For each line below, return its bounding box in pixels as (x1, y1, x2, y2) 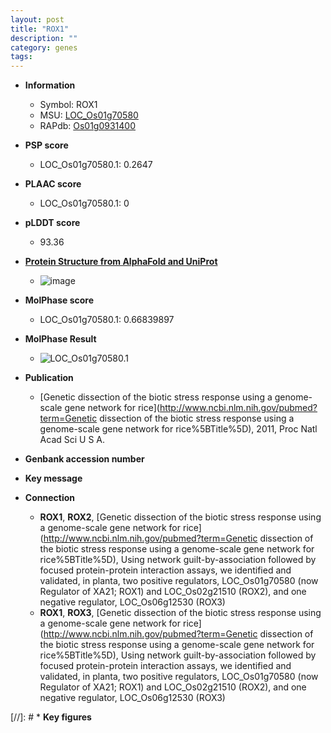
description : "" (10, 33, 78, 43)
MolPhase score (24, 294, 94, 306)
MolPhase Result (24, 333, 97, 345)
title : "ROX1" (10, 24, 70, 34)
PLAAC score (24, 178, 82, 190)
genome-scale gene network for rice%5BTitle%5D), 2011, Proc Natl (39, 423, 318, 435)
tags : (10, 52, 33, 62)
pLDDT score (24, 217, 81, 229)
